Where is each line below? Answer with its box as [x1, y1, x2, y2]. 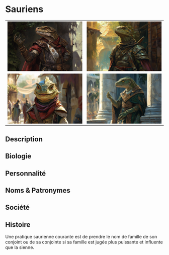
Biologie [5, 152, 32, 160]
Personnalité [5, 169, 46, 178]
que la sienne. [5, 244, 34, 250]
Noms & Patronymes [5, 186, 70, 195]
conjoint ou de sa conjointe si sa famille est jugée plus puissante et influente [5, 239, 163, 245]
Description [5, 135, 43, 143]
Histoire [5, 220, 31, 229]
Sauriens [5, 4, 44, 15]
